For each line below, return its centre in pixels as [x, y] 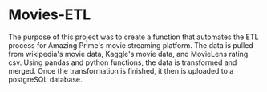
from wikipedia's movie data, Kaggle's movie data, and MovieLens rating [128, 54]
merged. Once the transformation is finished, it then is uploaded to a [121, 70]
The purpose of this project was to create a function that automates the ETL [133, 37]
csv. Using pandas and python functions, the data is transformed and [123, 62]
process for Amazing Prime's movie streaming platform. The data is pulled [131, 45]
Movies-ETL [50, 15]
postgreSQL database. [45, 79]
